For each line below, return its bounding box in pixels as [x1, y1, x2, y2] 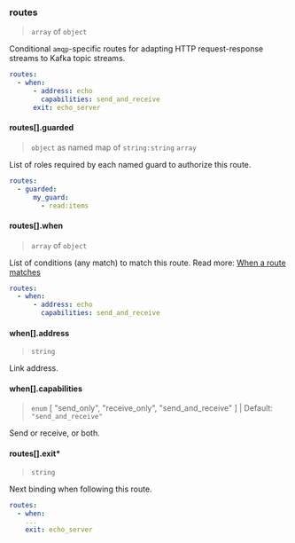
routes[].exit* [9, 448, 60, 459]
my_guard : [32, 193, 69, 201]
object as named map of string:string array [30, 142, 197, 153]
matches [9, 266, 42, 277]
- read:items [41, 201, 89, 210]
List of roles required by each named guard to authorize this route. [9, 159, 252, 169]
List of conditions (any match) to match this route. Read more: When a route [9, 257, 286, 268]
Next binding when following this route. [9, 484, 152, 494]
